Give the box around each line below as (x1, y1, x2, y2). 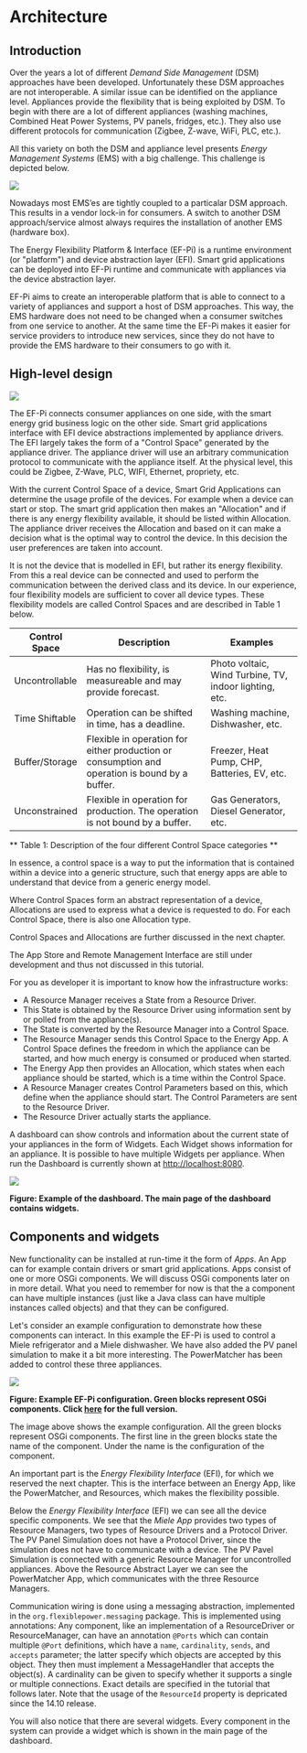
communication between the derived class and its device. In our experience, (9, 579, 297, 590)
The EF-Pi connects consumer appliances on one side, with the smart (9, 407, 272, 418)
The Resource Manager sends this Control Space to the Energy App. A (22, 1033, 289, 1044)
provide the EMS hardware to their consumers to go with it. (9, 340, 231, 350)
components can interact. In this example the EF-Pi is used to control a (9, 1329, 276, 1340)
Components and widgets (9, 1229, 160, 1245)
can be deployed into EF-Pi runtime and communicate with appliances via (9, 263, 287, 274)
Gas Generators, (210, 793, 281, 806)
